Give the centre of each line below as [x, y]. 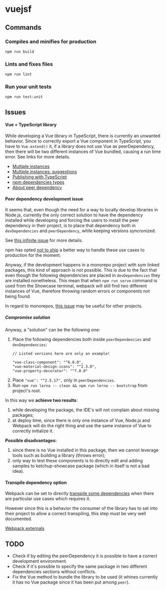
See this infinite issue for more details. [44, 241]
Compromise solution [28, 317]
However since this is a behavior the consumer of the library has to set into [82, 508]
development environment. [40, 561]
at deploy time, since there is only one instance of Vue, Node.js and [81, 420]
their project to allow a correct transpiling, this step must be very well [76, 514]
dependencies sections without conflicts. [54, 572]
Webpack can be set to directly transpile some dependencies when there [80, 493]
